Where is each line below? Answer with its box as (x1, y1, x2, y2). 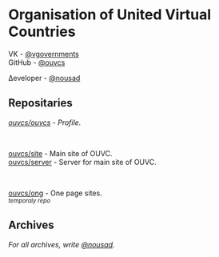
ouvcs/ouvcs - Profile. (8, 118, 82, 127)
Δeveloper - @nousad (8, 73, 81, 82)
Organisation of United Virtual (8, 6, 212, 24)
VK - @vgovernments (8, 49, 80, 58)
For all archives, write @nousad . (8, 239, 115, 249)
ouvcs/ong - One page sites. (8, 188, 102, 198)
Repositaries (8, 96, 74, 110)
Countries (8, 22, 76, 41)
